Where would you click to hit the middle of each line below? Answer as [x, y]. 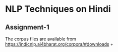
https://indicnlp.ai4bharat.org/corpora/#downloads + [59, 44]
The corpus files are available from [41, 39]
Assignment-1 [27, 27]
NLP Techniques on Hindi [58, 9]
